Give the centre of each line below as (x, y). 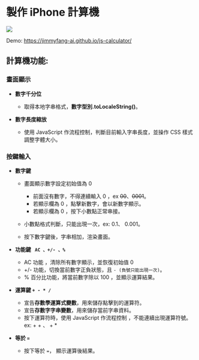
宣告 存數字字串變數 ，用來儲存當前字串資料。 (79, 310)
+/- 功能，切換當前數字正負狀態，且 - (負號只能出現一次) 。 (94, 269)
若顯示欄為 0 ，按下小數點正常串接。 (78, 211)
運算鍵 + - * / (33, 290)
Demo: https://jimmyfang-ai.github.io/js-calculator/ (69, 40)
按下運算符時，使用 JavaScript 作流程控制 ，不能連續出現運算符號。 (108, 317)
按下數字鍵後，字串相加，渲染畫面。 (69, 236)
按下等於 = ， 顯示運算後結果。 (61, 350)
